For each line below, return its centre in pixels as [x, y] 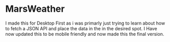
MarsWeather [35, 9]
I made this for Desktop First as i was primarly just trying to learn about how [85, 23]
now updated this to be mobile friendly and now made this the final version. [85, 34]
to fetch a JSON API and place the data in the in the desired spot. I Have [81, 28]
